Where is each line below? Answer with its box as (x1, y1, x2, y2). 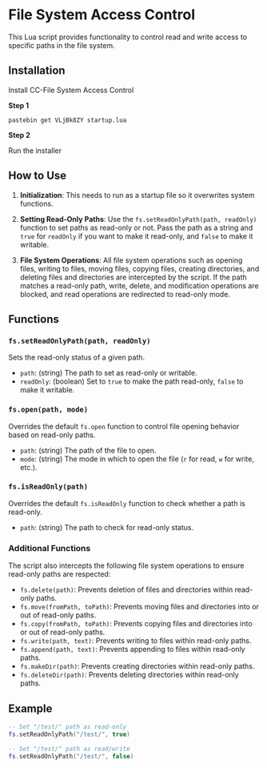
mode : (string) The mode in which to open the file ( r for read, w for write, (19, 454, 254, 464)
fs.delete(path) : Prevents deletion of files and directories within (19, 585, 233, 594)
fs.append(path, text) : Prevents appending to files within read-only (19, 645, 245, 654)
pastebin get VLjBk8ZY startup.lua (8, 116, 127, 124)
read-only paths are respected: (8, 569, 111, 579)
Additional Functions (8, 542, 91, 553)
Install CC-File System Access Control (8, 85, 134, 94)
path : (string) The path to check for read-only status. (19, 522, 194, 532)
